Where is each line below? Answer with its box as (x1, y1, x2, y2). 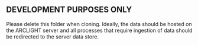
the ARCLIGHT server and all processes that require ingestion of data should (6, 27, 193, 34)
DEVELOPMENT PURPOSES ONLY (6, 5, 132, 15)
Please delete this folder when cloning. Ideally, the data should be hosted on (6, 20, 192, 27)
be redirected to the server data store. (6, 33, 99, 40)
